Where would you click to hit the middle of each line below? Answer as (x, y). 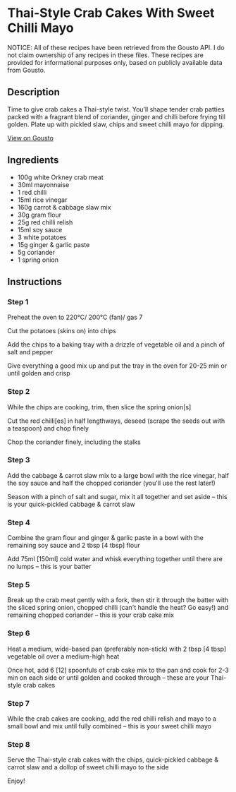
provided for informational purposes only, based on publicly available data (115, 62)
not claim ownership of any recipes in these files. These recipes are (106, 55)
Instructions (35, 281)
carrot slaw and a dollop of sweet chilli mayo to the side (88, 767)
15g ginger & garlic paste (54, 244)
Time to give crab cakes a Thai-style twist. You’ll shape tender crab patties (116, 109)
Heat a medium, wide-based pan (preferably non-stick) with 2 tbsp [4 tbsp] (117, 649)
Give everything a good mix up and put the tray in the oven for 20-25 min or (117, 366)
